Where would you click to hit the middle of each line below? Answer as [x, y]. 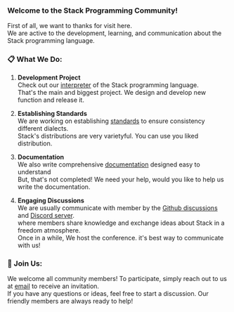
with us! [29, 245]
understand [34, 171]
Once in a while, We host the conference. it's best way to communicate [121, 238]
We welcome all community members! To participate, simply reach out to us [117, 278]
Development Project [49, 77]
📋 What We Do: [35, 60]
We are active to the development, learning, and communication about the [115, 33]
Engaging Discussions [51, 200]
